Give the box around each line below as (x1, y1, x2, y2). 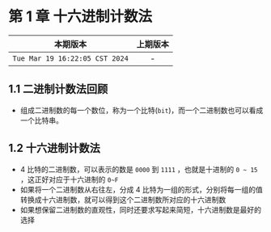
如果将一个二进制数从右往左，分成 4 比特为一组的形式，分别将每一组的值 (19, 184, 263, 194)
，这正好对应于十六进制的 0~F (19, 175, 119, 184)
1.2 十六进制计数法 (8, 141, 101, 155)
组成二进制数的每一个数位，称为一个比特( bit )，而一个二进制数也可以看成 (19, 105, 264, 115)
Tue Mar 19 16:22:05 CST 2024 (12, 53, 129, 63)
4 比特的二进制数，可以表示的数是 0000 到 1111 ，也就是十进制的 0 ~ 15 (19, 164, 258, 174)
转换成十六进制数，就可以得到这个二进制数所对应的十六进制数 (19, 195, 227, 205)
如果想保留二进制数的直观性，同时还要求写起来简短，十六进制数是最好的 (19, 205, 261, 214)
